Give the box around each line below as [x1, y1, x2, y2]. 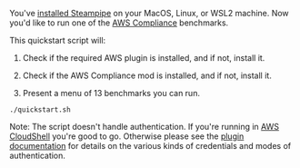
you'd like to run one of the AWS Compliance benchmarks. [9, 17, 229, 28]
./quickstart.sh [9, 105, 71, 114]
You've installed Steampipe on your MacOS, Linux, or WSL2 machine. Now [9, 8, 289, 18]
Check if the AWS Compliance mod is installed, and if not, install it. [22, 70, 273, 81]
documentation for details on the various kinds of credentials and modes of [9, 141, 292, 151]
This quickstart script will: [9, 35, 106, 45]
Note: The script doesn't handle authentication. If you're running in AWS [9, 122, 280, 132]
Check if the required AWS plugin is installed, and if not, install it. [22, 53, 265, 63]
